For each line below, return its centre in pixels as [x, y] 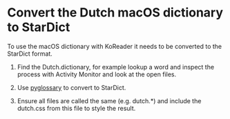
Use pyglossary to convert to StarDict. [71, 87]
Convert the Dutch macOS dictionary [115, 13]
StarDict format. [30, 54]
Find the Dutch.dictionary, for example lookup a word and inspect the [116, 67]
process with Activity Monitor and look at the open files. [97, 74]
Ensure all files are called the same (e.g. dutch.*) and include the [109, 100]
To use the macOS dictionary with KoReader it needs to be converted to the [115, 46]
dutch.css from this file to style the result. [76, 108]
